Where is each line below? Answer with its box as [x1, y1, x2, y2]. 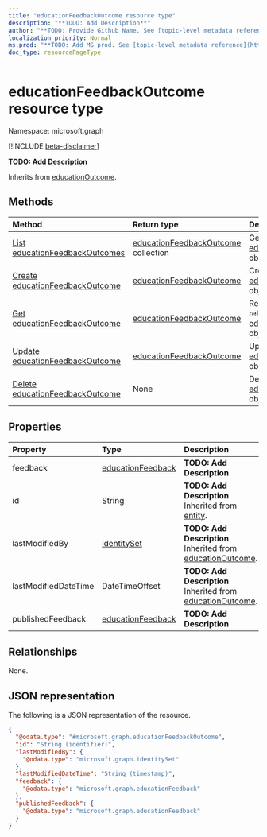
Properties [8, 420, 62, 434]
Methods [8, 196, 54, 209]
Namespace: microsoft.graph [8, 126, 104, 135]
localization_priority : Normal [8, 33, 112, 42]
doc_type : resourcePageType [8, 48, 102, 56]
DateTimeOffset [102, 580, 161, 591]
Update [12, 345, 40, 356]
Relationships [8, 645, 78, 658]
